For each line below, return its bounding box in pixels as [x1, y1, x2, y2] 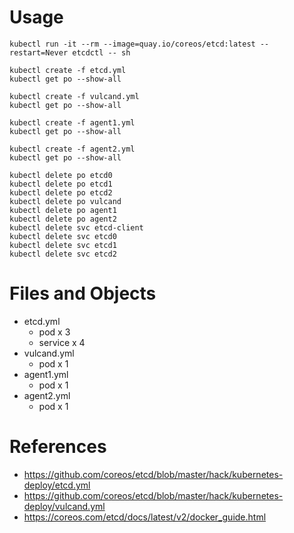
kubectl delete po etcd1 [9, 179, 113, 189]
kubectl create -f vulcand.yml [9, 91, 140, 101]
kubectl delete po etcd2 [9, 187, 113, 198]
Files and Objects [9, 282, 157, 305]
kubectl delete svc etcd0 [9, 231, 117, 241]
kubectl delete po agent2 [9, 214, 117, 224]
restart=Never [9, 47, 69, 58]
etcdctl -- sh [72, 47, 131, 58]
